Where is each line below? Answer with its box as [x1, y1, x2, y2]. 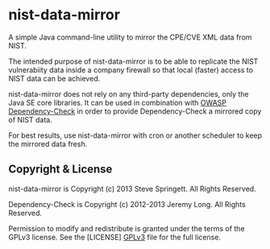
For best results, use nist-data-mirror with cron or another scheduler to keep [8, 131, 263, 140]
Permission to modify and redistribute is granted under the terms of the [8, 223, 245, 233]
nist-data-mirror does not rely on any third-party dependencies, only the [8, 89, 250, 98]
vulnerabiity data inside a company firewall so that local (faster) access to [8, 64, 254, 74]
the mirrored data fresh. [8, 139, 88, 148]
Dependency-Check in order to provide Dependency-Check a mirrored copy [8, 106, 262, 116]
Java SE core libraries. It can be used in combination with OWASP [8, 98, 227, 107]
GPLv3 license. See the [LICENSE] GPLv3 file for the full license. [8, 232, 222, 242]
